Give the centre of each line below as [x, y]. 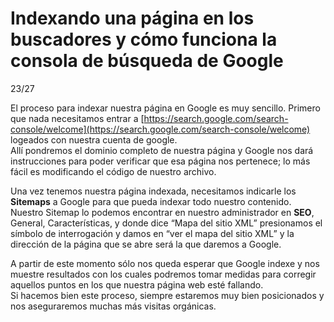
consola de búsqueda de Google [147, 61]
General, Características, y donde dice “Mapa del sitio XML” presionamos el [166, 223]
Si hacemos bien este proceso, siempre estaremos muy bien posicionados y [167, 295]
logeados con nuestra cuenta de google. [94, 139]
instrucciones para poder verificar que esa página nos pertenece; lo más [160, 161]
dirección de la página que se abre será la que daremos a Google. [146, 244]
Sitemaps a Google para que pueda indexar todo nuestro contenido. [151, 201]
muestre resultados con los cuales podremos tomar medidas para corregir [163, 274]
